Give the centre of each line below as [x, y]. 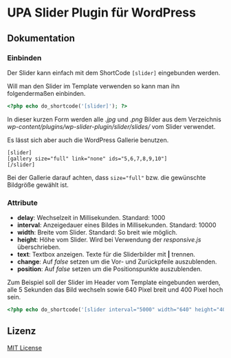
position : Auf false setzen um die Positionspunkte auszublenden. [110, 269]
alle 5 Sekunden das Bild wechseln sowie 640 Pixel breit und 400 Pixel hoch [115, 290]
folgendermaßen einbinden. [46, 93]
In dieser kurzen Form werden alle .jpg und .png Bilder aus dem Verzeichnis [114, 119]
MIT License [25, 348]
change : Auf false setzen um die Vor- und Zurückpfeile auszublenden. [117, 262]
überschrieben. [38, 247]
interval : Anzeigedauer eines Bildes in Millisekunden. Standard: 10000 [117, 225]
